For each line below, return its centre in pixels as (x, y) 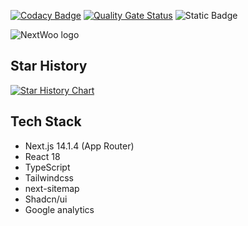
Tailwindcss (49, 177)
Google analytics (59, 209)
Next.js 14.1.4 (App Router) (79, 146)
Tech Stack (46, 121)
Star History (49, 66)
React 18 (42, 156)
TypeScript (47, 167)
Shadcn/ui (46, 199)
